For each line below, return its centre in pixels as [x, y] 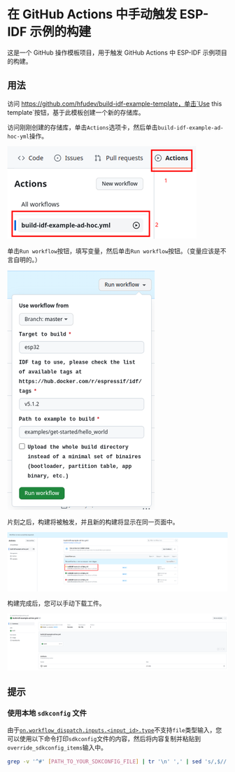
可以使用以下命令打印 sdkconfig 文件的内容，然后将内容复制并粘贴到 [104, 738]
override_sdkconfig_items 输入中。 [57, 747]
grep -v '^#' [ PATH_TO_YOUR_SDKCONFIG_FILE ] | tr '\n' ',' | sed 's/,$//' [119, 762]
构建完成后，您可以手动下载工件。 [56, 603]
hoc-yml [19, 136]
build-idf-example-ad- [191, 128]
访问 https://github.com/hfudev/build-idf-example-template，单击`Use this [115, 103]
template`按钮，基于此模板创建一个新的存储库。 [76, 112]
